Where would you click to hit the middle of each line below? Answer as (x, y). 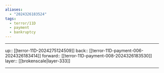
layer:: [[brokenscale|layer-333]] (38, 61)
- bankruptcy (23, 32)
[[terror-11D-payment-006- (116, 51)
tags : (10, 18)
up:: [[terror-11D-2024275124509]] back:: (47, 51)
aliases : (14, 9)
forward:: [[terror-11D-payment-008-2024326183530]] (97, 56)
